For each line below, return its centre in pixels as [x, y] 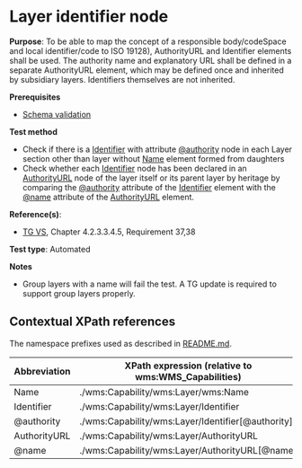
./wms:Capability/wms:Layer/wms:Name [164, 392]
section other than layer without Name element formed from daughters [153, 158]
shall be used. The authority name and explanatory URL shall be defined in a [151, 60]
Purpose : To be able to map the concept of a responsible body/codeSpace [148, 41]
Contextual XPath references [93, 322]
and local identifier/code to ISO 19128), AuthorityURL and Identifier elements [151, 50]
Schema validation [57, 114]
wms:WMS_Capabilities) [188, 376]
